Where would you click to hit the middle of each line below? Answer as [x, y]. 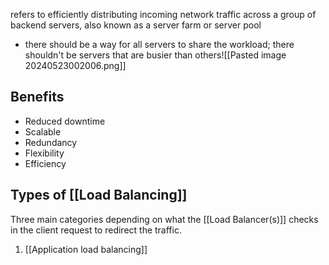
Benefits [37, 97]
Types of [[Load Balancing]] [99, 195]
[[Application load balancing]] [86, 249]
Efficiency [45, 163]
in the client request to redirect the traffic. [96, 230]
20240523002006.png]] [75, 65]
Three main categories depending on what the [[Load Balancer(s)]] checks [164, 219]
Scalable [43, 131]
